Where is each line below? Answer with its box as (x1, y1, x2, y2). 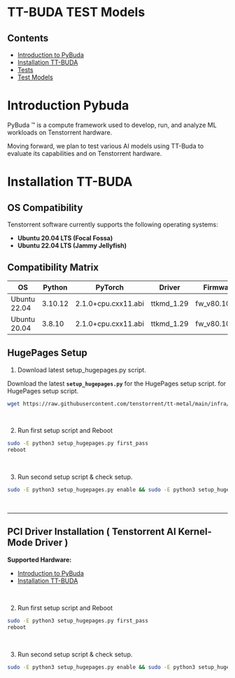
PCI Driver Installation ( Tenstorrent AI (7, 526, 176, 538)
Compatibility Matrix (7, 262, 99, 273)
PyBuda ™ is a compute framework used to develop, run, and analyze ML (7, 121, 217, 129)
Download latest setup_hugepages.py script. (17, 365, 147, 374)
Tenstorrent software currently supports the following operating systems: (7, 220, 219, 229)
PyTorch (95, 282, 124, 292)
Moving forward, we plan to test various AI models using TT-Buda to (7, 142, 204, 150)
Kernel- (178, 526, 212, 538)
